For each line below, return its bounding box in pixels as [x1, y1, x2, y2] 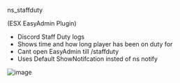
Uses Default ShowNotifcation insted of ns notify [17, 55, 158, 63]
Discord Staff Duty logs [17, 33, 85, 41]
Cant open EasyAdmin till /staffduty [17, 48, 119, 55]
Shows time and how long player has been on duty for [17, 40, 173, 48]
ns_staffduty [7, 6, 43, 14]
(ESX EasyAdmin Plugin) [7, 19, 77, 27]
